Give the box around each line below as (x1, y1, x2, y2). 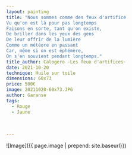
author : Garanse (6, 92, 46, 98)
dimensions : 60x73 (6, 75, 52, 81)
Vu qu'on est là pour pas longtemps (6, 20, 97, 26)
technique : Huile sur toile (6, 70, 76, 76)
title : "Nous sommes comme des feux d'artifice (6, 14, 127, 20)
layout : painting (6, 8, 49, 15)
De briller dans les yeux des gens (6, 31, 95, 37)
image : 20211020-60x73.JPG (6, 87, 73, 93)
